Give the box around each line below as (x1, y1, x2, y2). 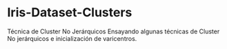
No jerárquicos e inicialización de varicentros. (7, 34, 137, 42)
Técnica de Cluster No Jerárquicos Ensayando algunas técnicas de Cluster (7, 27, 220, 35)
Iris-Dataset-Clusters (7, 5, 132, 20)
